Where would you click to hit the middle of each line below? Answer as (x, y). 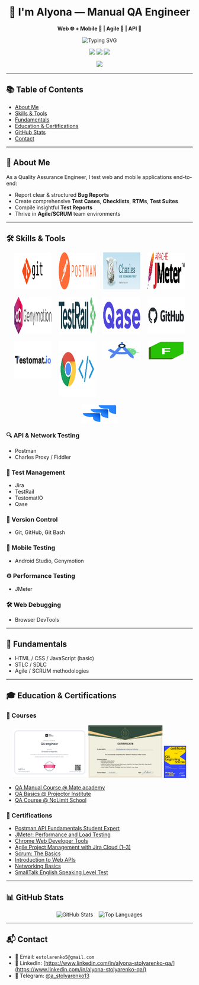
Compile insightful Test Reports (54, 207)
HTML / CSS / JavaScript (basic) (54, 658)
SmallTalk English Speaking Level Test (61, 872)
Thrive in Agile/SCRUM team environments (68, 213)
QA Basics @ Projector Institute (53, 794)
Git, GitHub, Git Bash (40, 532)
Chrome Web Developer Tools (51, 841)
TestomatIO (29, 498)
